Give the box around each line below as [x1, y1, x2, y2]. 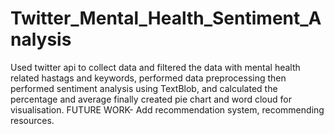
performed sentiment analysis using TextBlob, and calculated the [10, 82, 278, 94]
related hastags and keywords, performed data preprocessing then [10, 72, 287, 84]
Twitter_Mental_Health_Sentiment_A [10, 7, 322, 30]
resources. [10, 114, 55, 126]
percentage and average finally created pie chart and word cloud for [10, 93, 292, 105]
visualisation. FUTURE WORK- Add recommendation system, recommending [10, 103, 325, 116]
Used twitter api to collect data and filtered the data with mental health [10, 61, 301, 73]
